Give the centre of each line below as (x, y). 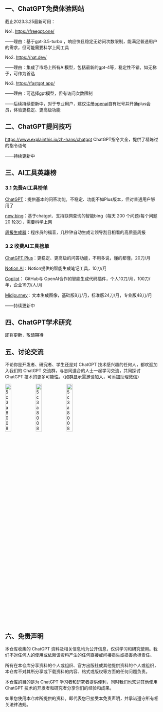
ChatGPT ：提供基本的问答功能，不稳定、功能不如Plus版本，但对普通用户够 (80, 199)
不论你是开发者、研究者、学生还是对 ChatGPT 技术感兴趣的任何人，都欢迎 (79, 365)
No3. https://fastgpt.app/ (30, 83)
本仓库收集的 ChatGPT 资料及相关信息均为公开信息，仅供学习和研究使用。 (79, 649)
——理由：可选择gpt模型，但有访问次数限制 (49, 93)
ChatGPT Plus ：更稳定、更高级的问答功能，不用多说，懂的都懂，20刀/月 (78, 258)
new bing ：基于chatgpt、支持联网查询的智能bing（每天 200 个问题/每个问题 (81, 216)
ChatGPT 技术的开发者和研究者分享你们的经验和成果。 (60, 688)
